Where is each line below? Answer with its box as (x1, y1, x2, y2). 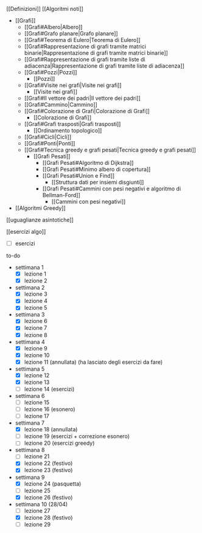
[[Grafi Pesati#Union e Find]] (42, 172, 115, 179)
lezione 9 (24, 344, 47, 352)
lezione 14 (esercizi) (24, 385, 75, 392)
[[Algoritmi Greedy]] (15, 204, 66, 212)
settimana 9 (15, 473, 45, 481)
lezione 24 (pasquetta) (24, 480, 82, 487)
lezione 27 (24, 507, 50, 514)
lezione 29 (24, 520, 51, 528)
